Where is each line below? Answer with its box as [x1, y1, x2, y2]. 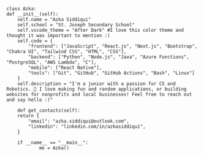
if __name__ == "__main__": [17, 139, 88, 146]
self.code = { [17, 38, 53, 44]
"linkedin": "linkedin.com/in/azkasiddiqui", [28, 124, 146, 130]
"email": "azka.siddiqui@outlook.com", [28, 118, 130, 124]
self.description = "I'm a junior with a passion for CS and [17, 81, 176, 87]
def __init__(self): [6, 11, 59, 17]
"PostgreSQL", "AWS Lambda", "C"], [6, 59, 97, 65]
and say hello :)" [6, 97, 53, 103]
